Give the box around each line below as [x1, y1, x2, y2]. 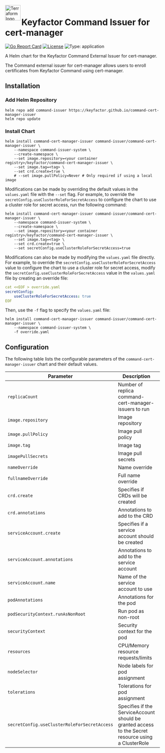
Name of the [117, 573, 147, 580]
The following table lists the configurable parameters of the [5, 356, 125, 362]
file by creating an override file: [5, 275, 69, 281]
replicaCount [7, 394, 38, 400]
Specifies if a [117, 521, 148, 528]
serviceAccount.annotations [7, 557, 73, 562]
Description [122, 373, 151, 380]
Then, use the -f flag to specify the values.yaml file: [5, 307, 110, 313]
